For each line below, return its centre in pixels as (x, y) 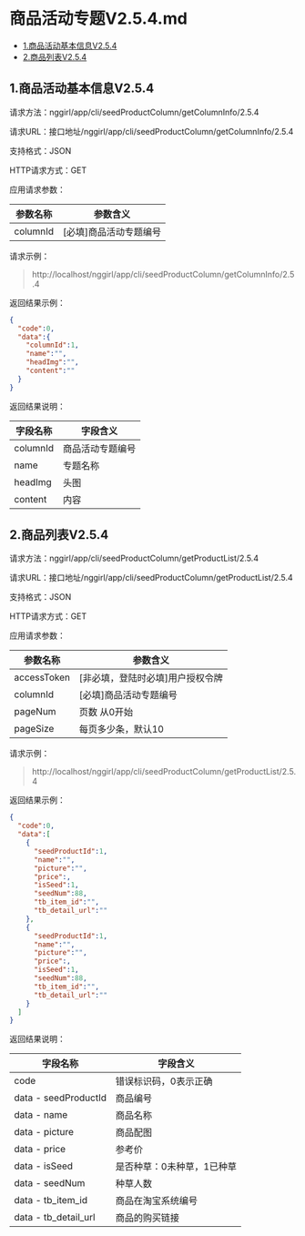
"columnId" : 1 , (52, 345)
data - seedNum (50, 1183)
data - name (41, 1115)
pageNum (35, 712)
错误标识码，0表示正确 (164, 1081)
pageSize (34, 729)
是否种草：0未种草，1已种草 (176, 1167)
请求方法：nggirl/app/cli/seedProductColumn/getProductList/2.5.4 (134, 558)
